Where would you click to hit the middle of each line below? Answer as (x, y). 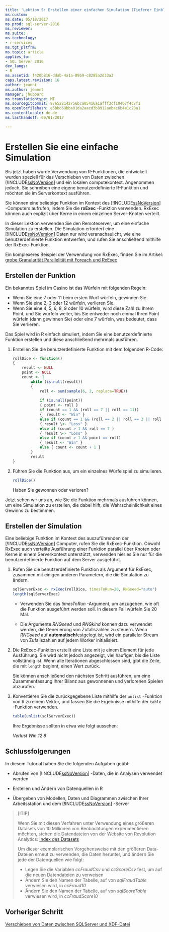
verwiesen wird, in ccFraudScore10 (61, 896)
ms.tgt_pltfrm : (21, 47)
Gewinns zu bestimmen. (30, 510)
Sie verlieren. (26, 324)
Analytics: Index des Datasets (48, 839)
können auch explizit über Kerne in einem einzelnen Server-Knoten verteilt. (83, 213)
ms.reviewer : (19, 29)
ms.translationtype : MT (30, 99)
